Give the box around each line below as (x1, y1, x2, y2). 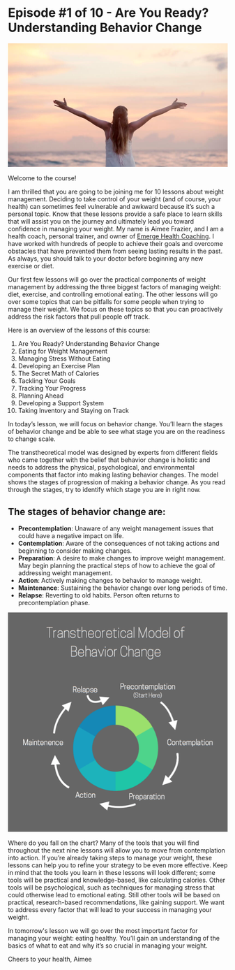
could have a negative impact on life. (17, 532, 124, 540)
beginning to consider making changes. (17, 546, 132, 555)
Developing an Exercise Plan (17, 362, 100, 370)
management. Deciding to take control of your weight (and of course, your (8, 195, 222, 203)
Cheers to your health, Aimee (8, 955, 93, 963)
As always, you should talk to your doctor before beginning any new (8, 254, 204, 263)
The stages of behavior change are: (8, 505, 166, 518)
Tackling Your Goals (17, 377, 76, 385)
